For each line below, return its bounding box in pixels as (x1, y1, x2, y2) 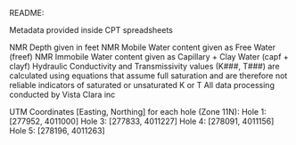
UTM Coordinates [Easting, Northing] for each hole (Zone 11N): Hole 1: (9, 107, 267, 117)
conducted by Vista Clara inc (9, 89, 116, 100)
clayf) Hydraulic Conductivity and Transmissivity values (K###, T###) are (9, 61, 280, 71)
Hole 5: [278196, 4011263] (9, 125, 105, 136)
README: (9, 8, 45, 18)
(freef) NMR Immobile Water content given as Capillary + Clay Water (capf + (9, 52, 290, 61)
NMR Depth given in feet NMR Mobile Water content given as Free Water (9, 42, 276, 52)
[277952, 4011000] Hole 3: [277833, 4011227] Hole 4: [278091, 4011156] (9, 116, 275, 126)
